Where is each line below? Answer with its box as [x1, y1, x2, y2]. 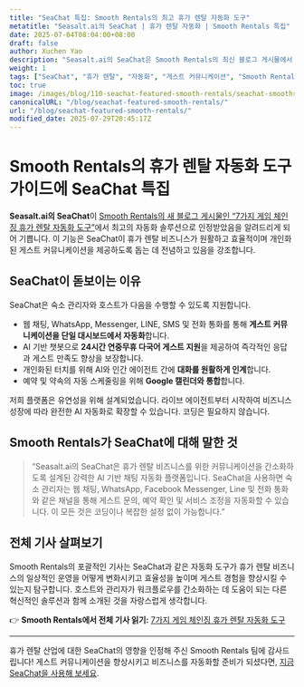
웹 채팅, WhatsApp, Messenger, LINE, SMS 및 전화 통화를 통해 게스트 [22, 318, 271, 329]
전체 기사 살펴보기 [9, 536, 103, 551]
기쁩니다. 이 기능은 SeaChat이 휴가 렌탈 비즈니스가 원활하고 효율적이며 [18, 233, 269, 245]
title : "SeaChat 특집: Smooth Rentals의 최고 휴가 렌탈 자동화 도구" [9, 13, 251, 23]
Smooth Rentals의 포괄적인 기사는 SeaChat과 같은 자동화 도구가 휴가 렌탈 [9, 561, 271, 572]
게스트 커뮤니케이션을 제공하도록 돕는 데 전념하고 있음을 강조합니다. [18, 245, 256, 256]
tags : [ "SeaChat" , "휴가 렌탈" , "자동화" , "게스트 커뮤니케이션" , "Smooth [9, 73, 267, 82]
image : [9, 89, 34, 98]
